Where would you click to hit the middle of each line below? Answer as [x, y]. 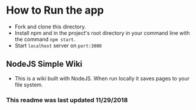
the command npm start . [45, 39]
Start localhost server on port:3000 [58, 46]
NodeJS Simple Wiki [44, 64]
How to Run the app [55, 10]
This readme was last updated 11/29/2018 [67, 100]
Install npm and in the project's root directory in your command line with [102, 33]
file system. [29, 85]
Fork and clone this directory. [50, 27]
